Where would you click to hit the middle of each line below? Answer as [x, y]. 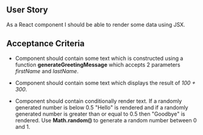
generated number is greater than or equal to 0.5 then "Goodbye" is [100, 114]
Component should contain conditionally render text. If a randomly [98, 101]
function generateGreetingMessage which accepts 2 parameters [98, 64]
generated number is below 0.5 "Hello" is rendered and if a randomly [101, 107]
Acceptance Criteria [45, 44]
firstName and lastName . [47, 71]
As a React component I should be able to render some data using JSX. [96, 24]
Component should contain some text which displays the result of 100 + [105, 83]
